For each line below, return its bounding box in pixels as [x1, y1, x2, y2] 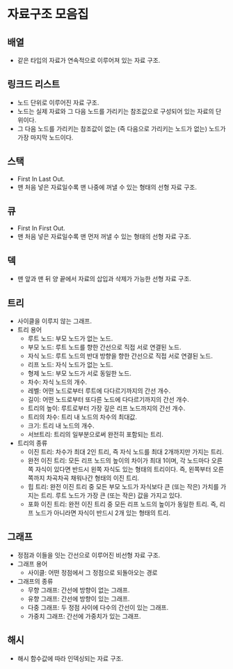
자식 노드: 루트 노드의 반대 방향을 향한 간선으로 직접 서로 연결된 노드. [27, 352, 214, 360]
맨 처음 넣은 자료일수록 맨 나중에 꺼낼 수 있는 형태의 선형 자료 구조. [17, 183, 197, 191]
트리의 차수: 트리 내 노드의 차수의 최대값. [27, 413, 138, 421]
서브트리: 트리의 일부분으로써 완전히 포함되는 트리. [27, 430, 163, 439]
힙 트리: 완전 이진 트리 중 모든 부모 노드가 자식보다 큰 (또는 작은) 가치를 [27, 483, 219, 491]
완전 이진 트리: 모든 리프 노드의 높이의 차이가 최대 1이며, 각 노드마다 [27, 456, 210, 465]
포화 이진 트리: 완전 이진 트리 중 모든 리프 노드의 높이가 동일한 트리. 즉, [27, 500, 218, 509]
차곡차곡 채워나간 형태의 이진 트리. [46, 474, 140, 482]
